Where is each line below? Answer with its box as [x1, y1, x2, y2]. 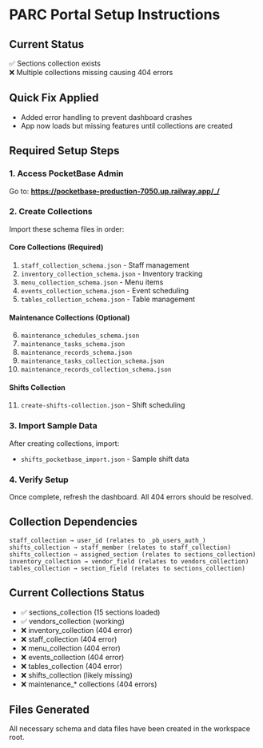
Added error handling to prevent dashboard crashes [20, 112, 193, 121]
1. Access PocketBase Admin [9, 168, 124, 179]
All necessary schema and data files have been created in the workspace [9, 724, 251, 734]
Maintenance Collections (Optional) [9, 312, 130, 322]
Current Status [9, 38, 85, 51]
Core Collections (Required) [9, 242, 104, 253]
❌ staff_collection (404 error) [20, 634, 118, 644]
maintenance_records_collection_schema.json [20, 366, 172, 374]
